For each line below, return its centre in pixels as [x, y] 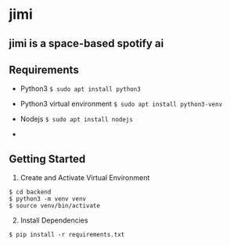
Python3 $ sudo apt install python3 [81, 89]
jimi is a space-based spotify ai [86, 43]
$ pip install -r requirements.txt [67, 235]
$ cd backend [30, 192]
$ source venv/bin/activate [55, 206]
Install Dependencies [54, 220]
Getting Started [47, 159]
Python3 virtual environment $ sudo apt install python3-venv [121, 104]
